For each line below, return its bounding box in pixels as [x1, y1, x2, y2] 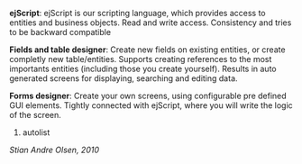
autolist [22, 127, 50, 138]
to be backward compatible [9, 27, 111, 37]
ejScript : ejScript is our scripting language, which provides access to [9, 8, 266, 18]
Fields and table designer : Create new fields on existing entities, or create [9, 44, 286, 55]
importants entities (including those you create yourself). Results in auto [9, 63, 277, 74]
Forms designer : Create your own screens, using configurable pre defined [9, 90, 287, 101]
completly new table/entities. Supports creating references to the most [9, 54, 272, 64]
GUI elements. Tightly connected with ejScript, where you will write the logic [9, 100, 293, 111]
